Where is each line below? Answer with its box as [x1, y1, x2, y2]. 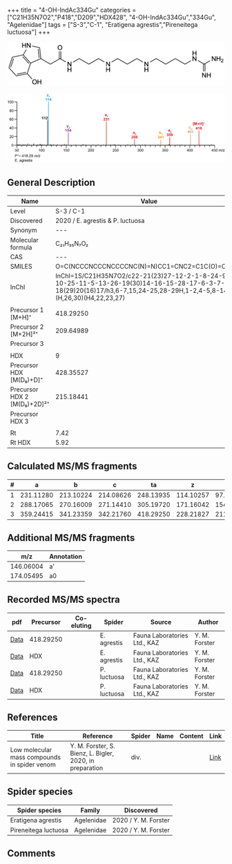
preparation [70, 764, 104, 772]
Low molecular [10, 745, 52, 753]
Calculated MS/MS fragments [7, 461, 137, 472]
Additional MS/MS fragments [7, 532, 135, 544]
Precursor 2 [10, 323, 44, 331]
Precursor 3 [10, 340, 44, 348]
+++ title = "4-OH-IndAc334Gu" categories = [7, 6, 137, 14]
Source [150, 617, 172, 626]
